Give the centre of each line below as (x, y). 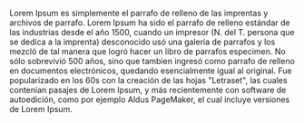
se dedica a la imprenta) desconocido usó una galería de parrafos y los (142, 42)
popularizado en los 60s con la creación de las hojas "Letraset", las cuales (148, 80)
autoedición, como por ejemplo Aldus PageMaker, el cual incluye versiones (150, 99)
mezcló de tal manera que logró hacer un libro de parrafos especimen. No (147, 52)
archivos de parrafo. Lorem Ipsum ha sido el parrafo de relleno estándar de (150, 23)
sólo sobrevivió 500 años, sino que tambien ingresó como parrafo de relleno (152, 61)
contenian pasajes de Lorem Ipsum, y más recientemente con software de (148, 90)
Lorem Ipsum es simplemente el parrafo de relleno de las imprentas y (139, 13)
